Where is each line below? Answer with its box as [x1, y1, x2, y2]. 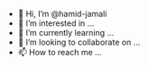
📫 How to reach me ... [17, 47, 102, 57]
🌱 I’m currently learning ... [17, 28, 115, 37]
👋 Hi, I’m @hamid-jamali [17, 9, 107, 19]
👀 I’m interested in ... [17, 18, 95, 29]
